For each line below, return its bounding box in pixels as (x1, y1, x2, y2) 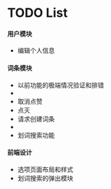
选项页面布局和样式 (17, 165, 74, 174)
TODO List (7, 5, 68, 21)
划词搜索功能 (17, 131, 55, 139)
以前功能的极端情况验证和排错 (17, 81, 104, 89)
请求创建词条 (17, 115, 55, 123)
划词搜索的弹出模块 (17, 174, 74, 182)
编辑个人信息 (17, 46, 55, 55)
